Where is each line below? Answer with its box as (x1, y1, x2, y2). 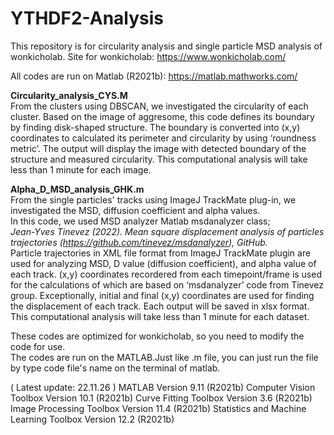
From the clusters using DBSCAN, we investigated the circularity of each (10, 100, 309, 112)
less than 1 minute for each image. (10, 163, 152, 176)
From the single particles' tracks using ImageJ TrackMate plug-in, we (10, 193, 297, 206)
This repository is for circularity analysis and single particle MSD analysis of (10, 40, 323, 52)
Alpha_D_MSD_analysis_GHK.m (10, 183, 145, 195)
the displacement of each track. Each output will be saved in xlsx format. (10, 300, 310, 312)
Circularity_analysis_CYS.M (10, 89, 128, 101)
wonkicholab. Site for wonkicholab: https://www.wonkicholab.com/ (10, 50, 287, 62)
